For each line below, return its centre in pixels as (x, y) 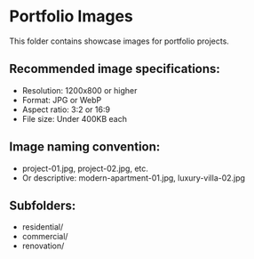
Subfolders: (43, 205)
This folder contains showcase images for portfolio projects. (119, 41)
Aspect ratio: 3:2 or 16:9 (66, 109)
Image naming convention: (85, 147)
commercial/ (45, 237)
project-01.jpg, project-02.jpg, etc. (85, 168)
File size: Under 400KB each (74, 118)
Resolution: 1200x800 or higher (79, 90)
